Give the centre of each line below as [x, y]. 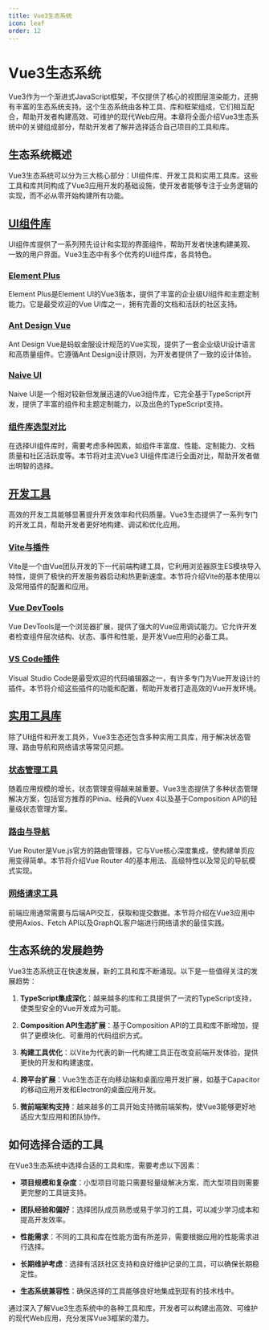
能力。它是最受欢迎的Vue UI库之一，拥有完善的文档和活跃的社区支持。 [125, 304]
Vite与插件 [29, 547]
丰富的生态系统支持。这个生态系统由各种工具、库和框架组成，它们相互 [131, 107]
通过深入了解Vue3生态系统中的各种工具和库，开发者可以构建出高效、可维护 [133, 1308]
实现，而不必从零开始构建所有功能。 [68, 196]
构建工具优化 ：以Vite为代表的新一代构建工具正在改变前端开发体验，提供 [139, 1053]
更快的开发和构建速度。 [59, 1062]
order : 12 [25, 31]
